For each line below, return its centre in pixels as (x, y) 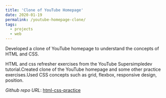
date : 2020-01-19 (24, 15)
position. (15, 80)
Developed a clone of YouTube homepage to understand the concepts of (82, 48)
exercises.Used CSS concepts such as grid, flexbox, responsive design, (81, 75)
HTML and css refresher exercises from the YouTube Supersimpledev (79, 64)
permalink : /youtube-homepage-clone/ (46, 19)
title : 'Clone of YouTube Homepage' (44, 10)
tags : (11, 24)
